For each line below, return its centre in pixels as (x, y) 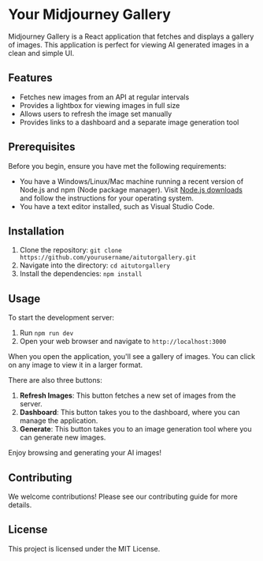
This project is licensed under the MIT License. (84, 548)
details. (20, 505)
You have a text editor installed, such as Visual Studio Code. (117, 206)
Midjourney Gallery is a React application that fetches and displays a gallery (131, 36)
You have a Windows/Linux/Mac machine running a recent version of (131, 181)
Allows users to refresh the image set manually (96, 114)
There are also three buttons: (55, 380)
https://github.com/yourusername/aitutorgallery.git (108, 258)
